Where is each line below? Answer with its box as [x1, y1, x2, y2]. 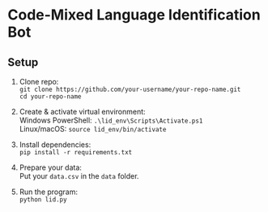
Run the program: [19, 187, 79, 197]
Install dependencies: [19, 140, 91, 149]
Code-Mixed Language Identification [7, 6, 261, 24]
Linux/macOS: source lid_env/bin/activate [19, 124, 167, 133]
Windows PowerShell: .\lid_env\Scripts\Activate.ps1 [19, 115, 203, 125]
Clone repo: [19, 77, 59, 86]
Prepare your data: [19, 162, 83, 172]
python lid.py [19, 196, 67, 204]
